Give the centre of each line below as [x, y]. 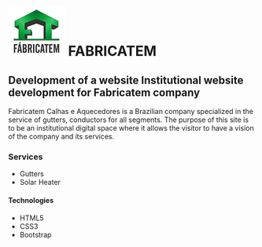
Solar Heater [40, 182]
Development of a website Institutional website [126, 80]
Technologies [31, 200]
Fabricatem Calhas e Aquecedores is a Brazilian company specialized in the [131, 111]
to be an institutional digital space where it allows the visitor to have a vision [131, 128]
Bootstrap [35, 234]
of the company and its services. [61, 136]
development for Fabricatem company [104, 92]
